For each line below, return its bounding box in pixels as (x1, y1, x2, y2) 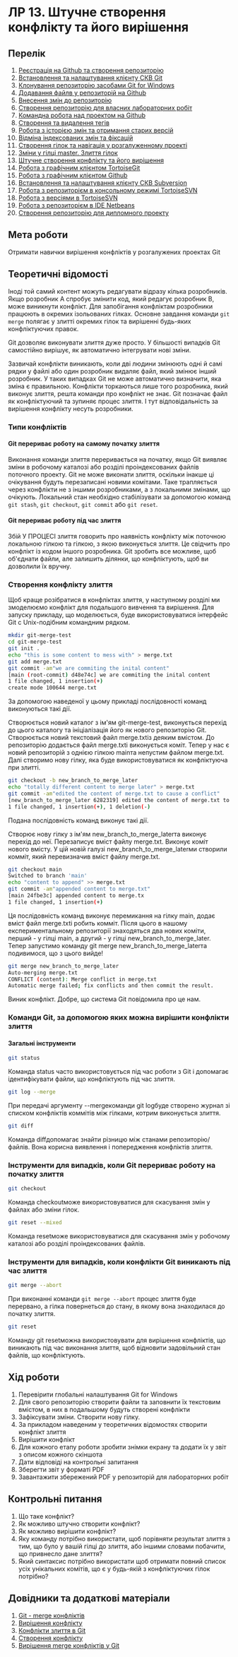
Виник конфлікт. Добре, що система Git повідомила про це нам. (8, 995, 201, 1003)
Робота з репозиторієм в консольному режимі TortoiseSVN (18, 186, 198, 194)
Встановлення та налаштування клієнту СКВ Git (18, 73, 163, 82)
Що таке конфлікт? (18, 1512, 75, 1520)
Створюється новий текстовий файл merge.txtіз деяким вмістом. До (8, 734, 215, 742)
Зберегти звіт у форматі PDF (18, 1465, 105, 1473)
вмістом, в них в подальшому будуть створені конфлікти (18, 1405, 190, 1413)
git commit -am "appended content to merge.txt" (8, 885, 151, 893)
